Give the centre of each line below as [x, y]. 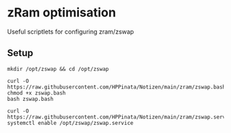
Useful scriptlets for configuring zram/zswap [70, 32]
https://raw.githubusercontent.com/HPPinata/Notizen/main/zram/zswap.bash [117, 87]
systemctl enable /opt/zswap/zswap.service [70, 123]
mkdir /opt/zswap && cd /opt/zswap [58, 69]
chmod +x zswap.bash [37, 93]
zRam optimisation [62, 13]
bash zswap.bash [30, 99]
